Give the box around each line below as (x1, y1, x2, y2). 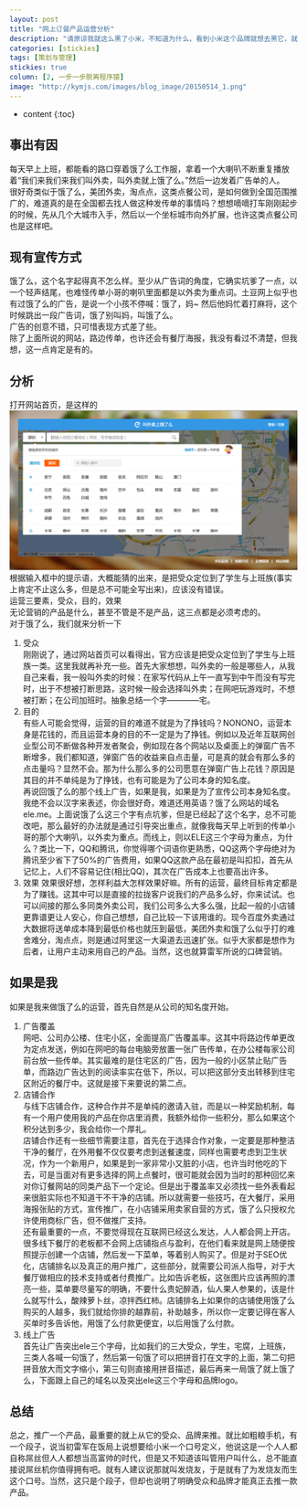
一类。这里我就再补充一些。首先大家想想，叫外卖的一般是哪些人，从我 (30, 660, 295, 671)
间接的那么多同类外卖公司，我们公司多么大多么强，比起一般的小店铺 (38, 900, 295, 911)
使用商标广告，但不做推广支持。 (30, 1214, 152, 1225)
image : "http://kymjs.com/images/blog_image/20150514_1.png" (9, 82, 248, 91)
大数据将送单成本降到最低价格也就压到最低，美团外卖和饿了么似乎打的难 (22, 923, 295, 934)
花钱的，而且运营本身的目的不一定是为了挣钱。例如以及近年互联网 (38, 728, 288, 739)
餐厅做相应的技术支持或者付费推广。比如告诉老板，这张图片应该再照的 (22, 1271, 288, 1283)
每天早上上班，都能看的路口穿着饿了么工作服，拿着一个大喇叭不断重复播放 (9, 163, 290, 174)
